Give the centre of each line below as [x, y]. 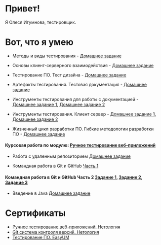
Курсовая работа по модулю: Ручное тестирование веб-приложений [80, 145]
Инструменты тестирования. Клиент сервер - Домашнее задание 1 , [84, 114]
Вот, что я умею [39, 42]
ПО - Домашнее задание [39, 134]
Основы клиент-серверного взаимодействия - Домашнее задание [83, 65]
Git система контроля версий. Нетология [56, 232]
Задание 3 [17, 182]
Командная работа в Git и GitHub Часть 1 [55, 166]
